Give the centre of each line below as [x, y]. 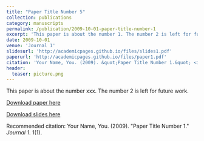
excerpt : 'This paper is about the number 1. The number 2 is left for [99, 34]
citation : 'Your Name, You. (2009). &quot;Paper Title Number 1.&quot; [99, 62]
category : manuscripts [35, 23]
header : [16, 68]
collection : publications [39, 18]
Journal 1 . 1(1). [24, 133]
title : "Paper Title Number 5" [46, 12]
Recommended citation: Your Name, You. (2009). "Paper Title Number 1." [98, 126]
